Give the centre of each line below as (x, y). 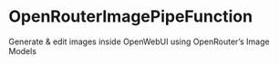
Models (23, 50)
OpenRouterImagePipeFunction (130, 17)
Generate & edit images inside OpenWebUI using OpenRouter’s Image (139, 41)
